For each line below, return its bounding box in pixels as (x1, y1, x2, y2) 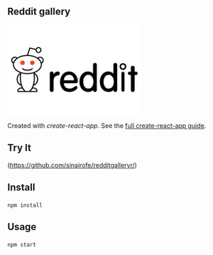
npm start (7, 241, 37, 248)
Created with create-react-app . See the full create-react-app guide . (7, 121, 207, 130)
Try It (7, 142, 32, 154)
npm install (7, 202, 43, 209)
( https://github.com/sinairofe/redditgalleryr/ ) (7, 161, 137, 169)
